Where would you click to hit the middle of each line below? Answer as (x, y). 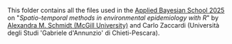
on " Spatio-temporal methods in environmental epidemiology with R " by (113, 18)
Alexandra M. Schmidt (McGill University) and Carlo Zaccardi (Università (114, 25)
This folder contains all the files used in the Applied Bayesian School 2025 (116, 10)
